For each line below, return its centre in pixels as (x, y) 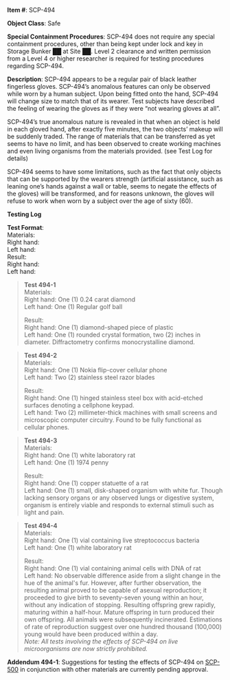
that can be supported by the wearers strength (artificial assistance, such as (115, 179)
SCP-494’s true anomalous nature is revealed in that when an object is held (114, 122)
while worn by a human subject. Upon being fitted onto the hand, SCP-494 (113, 94)
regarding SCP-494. (35, 66)
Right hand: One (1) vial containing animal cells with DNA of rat (112, 568)
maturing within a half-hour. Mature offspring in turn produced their (119, 612)
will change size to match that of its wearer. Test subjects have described (111, 101)
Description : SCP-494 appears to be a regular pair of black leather (102, 79)
